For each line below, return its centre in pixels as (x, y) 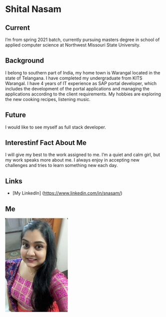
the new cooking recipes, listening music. (48, 99)
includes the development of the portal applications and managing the (77, 88)
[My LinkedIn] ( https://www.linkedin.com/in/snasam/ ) (67, 193)
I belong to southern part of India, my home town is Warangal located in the (83, 72)
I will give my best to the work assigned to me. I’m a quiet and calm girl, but (83, 155)
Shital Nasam (33, 9)
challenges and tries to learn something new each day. (61, 165)
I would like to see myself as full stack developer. (56, 127)
